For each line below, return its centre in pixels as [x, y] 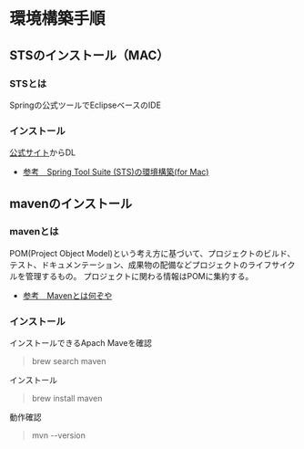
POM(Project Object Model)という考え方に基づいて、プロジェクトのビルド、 [152, 253]
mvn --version [59, 435]
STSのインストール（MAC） [89, 55]
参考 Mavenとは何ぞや [67, 295]
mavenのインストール [71, 203]
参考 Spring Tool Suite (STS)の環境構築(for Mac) [116, 172]
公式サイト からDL [43, 152]
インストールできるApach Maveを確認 [81, 343]
